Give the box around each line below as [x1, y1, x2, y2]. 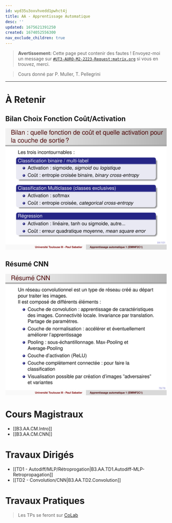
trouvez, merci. [17, 61, 50, 67]
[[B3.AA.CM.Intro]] [12, 425, 52, 431]
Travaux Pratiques [5, 495, 85, 507]
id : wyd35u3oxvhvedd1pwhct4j [5, 8, 68, 13]
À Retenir [5, 94, 46, 105]
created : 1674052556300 [5, 30, 56, 35]
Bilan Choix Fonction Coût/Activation [5, 114, 126, 123]
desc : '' [5, 19, 24, 24]
